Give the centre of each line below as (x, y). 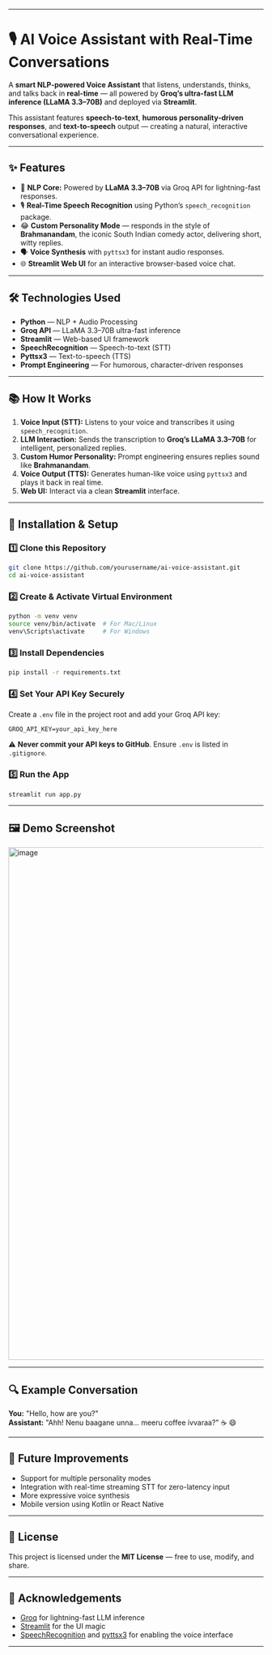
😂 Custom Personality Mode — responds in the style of (115, 225)
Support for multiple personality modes (85, 1478)
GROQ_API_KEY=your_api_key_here (63, 729)
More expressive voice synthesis (75, 1495)
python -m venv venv (43, 617)
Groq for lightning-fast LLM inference (83, 1618)
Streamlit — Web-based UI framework (85, 339)
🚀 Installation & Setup (64, 524)
